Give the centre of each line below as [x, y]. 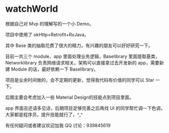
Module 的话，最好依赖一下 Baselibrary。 [55, 69]
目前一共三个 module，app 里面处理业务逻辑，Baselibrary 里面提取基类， [83, 56]
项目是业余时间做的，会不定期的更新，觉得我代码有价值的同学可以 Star [80, 80]
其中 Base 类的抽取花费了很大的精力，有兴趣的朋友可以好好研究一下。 [79, 45]
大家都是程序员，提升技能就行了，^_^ [44, 114]
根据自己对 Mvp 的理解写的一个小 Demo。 [49, 24]
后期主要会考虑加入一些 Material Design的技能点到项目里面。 [70, 97]
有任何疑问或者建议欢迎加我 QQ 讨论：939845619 [58, 125]
